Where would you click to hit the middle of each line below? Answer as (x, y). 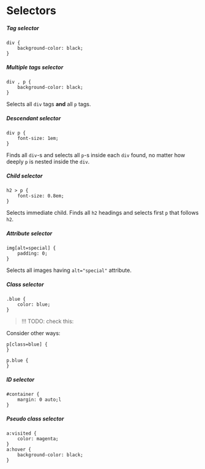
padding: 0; (32, 254)
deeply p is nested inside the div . (48, 162)
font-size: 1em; (38, 139)
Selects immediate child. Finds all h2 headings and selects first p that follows (102, 213)
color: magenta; (38, 439)
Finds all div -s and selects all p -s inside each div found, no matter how (96, 155)
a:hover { (19, 449)
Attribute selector (29, 233)
